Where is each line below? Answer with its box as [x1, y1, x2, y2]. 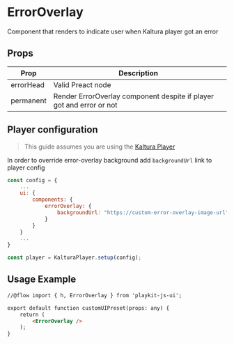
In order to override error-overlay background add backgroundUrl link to [7, 156, 212, 164]
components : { [32, 196, 73, 203]
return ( [19, 311, 45, 318]
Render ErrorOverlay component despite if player [53, 91, 214, 101]
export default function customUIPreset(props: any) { [7, 304, 170, 311]
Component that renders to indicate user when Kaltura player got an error [7, 27, 219, 36]
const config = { [7, 177, 58, 184]
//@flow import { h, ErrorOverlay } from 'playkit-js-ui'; [7, 292, 182, 299]
